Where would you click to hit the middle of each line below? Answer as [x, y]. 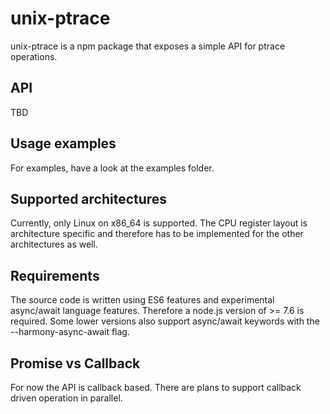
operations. [34, 56]
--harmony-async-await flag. [70, 332]
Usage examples [63, 143]
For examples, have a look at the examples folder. [112, 168]
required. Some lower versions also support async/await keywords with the [165, 321]
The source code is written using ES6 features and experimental [142, 300]
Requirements [55, 275]
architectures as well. [54, 244]
